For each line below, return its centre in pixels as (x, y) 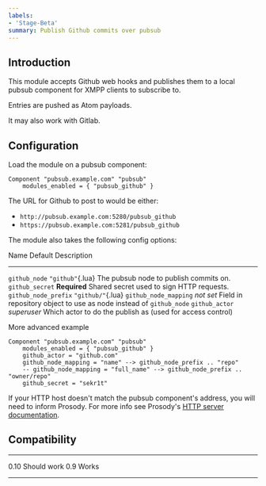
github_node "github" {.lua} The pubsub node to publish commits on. (120, 278)
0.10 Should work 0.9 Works (54, 466)
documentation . (34, 415)
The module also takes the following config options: (93, 240)
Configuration (44, 145)
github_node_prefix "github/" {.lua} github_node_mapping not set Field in (125, 295)
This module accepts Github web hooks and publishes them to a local (122, 82)
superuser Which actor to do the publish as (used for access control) (121, 312)
